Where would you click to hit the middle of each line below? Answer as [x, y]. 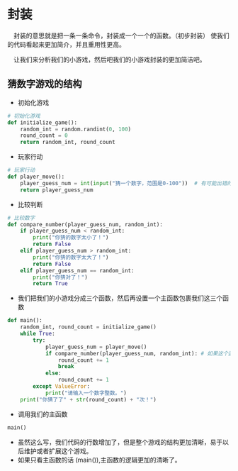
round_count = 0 [44, 135]
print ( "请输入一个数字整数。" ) [86, 393]
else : [53, 373]
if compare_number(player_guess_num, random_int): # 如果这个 [137, 353]
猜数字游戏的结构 [45, 84]
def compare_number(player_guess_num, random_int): [85, 224]
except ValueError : [62, 387]
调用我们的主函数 [42, 414]
